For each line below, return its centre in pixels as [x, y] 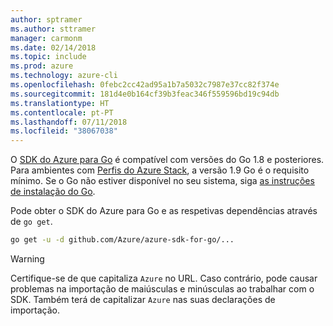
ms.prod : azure [42, 66]
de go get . [31, 222]
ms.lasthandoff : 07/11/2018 [69, 122]
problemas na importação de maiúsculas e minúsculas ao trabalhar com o [162, 289]
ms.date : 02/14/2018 [53, 47]
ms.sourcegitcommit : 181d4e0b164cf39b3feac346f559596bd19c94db [145, 94]
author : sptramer [46, 19]
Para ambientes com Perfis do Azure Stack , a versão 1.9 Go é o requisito [160, 170]
